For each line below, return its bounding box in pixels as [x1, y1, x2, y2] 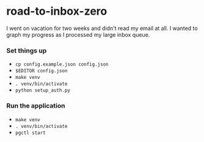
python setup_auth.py [15, 88, 70, 94]
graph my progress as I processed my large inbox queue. [6, 31, 150, 38]
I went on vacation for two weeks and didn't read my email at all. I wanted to [6, 24, 198, 32]
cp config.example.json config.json [15, 61, 109, 68]
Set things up [6, 46, 47, 54]
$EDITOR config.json [15, 68, 68, 74]
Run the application [6, 102, 65, 110]
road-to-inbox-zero [6, 4, 107, 18]
